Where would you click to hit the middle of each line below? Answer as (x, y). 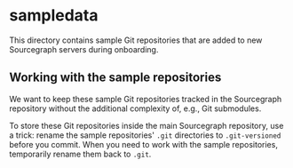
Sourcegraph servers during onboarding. (84, 49)
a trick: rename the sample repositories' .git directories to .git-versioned (145, 135)
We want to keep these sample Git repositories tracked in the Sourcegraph (146, 99)
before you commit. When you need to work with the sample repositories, (143, 144)
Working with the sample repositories (115, 78)
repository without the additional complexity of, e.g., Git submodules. (135, 108)
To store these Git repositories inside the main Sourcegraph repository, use (146, 125)
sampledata (54, 16)
